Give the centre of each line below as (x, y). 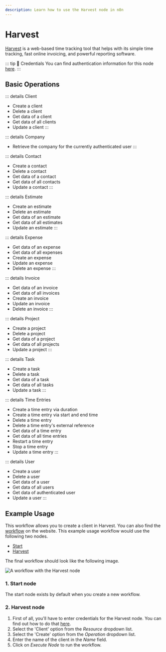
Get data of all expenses (37, 252)
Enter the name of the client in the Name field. (60, 640)
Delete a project (29, 334)
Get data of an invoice (35, 288)
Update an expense (32, 263)
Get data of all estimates (37, 222)
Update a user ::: (29, 498)
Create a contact (30, 166)
